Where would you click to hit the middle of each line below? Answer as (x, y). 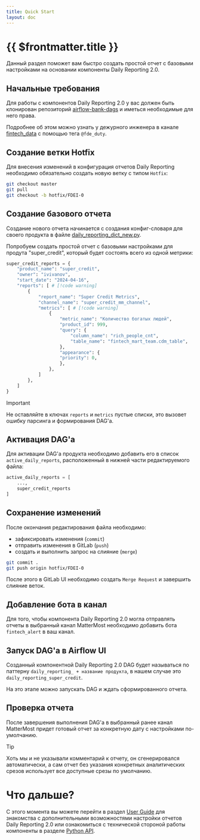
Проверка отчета (40, 708)
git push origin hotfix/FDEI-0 (45, 568)
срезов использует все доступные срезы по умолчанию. (79, 771)
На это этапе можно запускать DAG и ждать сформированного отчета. (97, 689)
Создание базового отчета (59, 214)
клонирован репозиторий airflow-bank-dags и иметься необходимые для (100, 109)
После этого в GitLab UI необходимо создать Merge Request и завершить (99, 579)
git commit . (22, 563)
